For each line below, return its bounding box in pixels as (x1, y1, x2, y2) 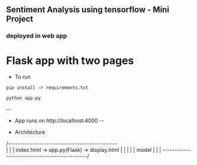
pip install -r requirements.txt (6, 85, 89, 91)
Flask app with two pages (6, 53, 134, 67)
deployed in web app (6, 32, 67, 40)
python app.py (6, 95, 41, 101)
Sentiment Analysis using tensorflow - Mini (6, 5, 170, 15)
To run (14, 74, 31, 81)
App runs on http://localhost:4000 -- (14, 117, 105, 124)
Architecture (14, 129, 46, 136)
